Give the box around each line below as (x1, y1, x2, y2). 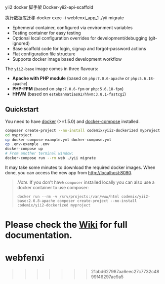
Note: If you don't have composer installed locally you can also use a (17, 179, 155, 185)
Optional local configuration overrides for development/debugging (12, 35, 148, 41)
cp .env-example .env (5, 142, 50, 147)
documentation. (5, 230, 73, 241)
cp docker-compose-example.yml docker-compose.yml (5, 137, 112, 142)
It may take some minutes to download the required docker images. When (5, 164, 156, 170)
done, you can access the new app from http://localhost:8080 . (5, 169, 132, 175)
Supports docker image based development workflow (12, 56, 122, 62)
